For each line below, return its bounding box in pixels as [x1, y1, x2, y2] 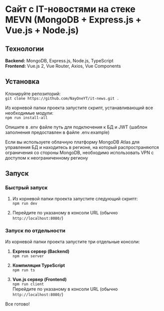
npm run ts [12, 268, 35, 273]
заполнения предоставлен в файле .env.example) [5, 129, 110, 135]
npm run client [12, 282, 44, 287]
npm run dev [12, 201, 37, 206]
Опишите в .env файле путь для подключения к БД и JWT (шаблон [5, 124, 148, 130]
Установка [5, 77, 40, 86]
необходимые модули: [5, 110, 53, 116]
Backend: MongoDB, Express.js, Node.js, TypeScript [5, 58, 114, 63]
